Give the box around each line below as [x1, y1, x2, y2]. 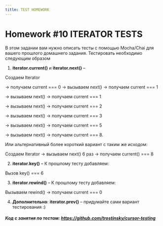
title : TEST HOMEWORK [5, 7, 50, 12]
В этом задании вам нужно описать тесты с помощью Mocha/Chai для [5, 45, 154, 51]
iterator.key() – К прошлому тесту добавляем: [12, 160, 109, 166]
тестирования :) [12, 204, 46, 210]
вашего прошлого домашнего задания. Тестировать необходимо [5, 50, 143, 56]
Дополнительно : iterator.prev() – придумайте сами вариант [12, 198, 139, 205]
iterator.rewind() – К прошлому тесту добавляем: [12, 180, 116, 186]
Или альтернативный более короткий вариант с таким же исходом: [5, 141, 148, 147]
